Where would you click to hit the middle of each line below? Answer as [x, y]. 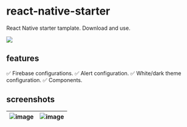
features [23, 59]
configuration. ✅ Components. [45, 80]
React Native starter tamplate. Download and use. [68, 28]
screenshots [31, 99]
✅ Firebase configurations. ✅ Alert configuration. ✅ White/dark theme [94, 73]
